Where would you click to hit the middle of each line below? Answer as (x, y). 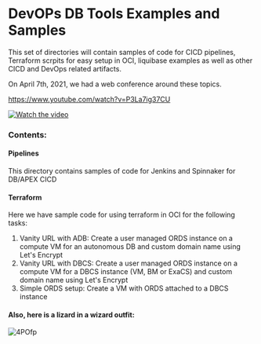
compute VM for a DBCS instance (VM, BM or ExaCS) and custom (126, 272)
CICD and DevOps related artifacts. (65, 68)
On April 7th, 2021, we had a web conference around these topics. (115, 84)
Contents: (27, 134)
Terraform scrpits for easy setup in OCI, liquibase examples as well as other (130, 60)
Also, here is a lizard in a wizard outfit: (71, 314)
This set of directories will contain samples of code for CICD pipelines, (122, 52)
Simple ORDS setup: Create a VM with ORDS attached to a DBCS (124, 288)
